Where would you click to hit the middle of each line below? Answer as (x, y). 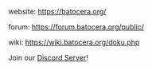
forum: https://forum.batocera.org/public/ (76, 27)
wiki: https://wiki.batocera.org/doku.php (74, 42)
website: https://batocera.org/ (57, 12)
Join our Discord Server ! (49, 58)
